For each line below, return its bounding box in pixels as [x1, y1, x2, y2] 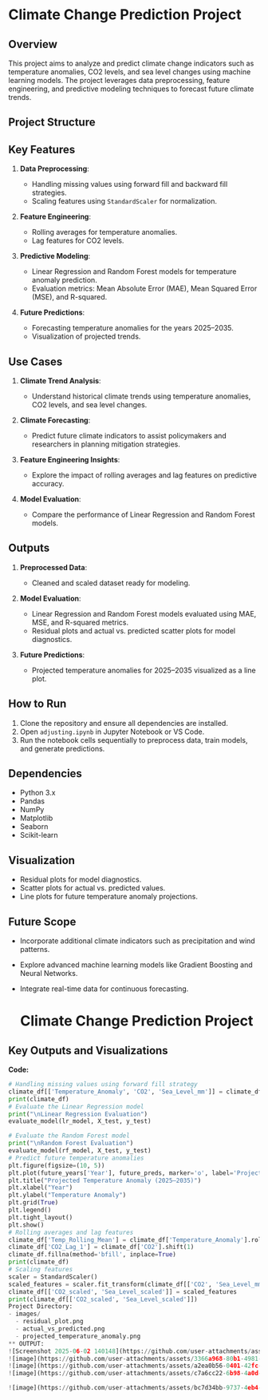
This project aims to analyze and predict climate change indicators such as [8, 58, 254, 68]
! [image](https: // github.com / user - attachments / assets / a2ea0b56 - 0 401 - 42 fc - [8, 1362, 262, 1370]
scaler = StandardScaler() [8, 1272, 98, 1281]
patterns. [19, 945, 50, 954]
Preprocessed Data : [19, 562, 88, 572]
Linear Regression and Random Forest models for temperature [31, 267, 237, 276]
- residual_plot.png [15, 1318, 84, 1326]
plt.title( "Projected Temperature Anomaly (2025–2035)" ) [8, 1176, 202, 1184]
